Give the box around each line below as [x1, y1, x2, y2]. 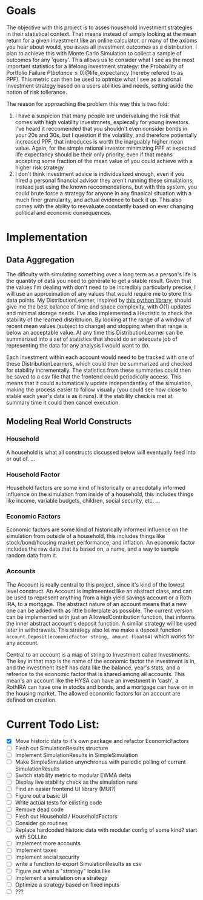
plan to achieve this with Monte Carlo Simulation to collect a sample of [6, 49, 182, 57]
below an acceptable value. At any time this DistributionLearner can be [6, 329, 183, 336]
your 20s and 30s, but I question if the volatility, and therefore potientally [15, 131, 197, 139]
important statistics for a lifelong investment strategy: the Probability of [6, 62, 184, 70]
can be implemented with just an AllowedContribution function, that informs [6, 613, 195, 621]
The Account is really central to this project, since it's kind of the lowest [6, 581, 185, 588]
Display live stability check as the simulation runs [15, 778, 138, 786]
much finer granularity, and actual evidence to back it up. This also [15, 196, 182, 203]
